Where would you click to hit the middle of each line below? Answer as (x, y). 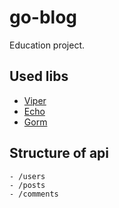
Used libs (39, 76)
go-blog (43, 17)
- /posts (27, 185)
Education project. (47, 45)
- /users (27, 176)
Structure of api (59, 153)
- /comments (34, 194)
